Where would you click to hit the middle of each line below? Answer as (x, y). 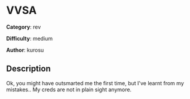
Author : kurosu (25, 50)
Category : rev (24, 27)
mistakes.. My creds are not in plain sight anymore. (69, 89)
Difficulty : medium (30, 38)
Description (28, 69)
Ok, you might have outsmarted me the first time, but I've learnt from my (95, 83)
